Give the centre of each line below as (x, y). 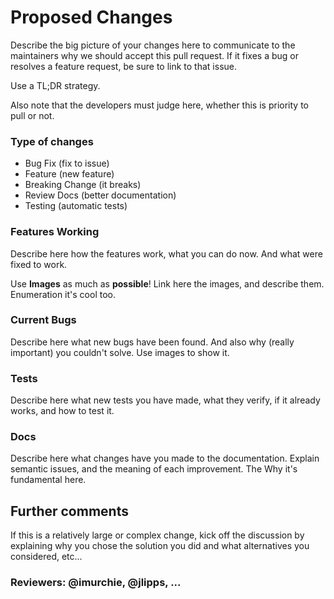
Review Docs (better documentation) (100, 195)
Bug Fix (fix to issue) (67, 163)
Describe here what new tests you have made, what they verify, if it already (165, 400)
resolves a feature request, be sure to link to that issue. (123, 66)
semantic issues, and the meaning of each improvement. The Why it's (154, 469)
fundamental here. (48, 480)
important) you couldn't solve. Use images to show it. (120, 352)
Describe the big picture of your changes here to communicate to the (153, 45)
